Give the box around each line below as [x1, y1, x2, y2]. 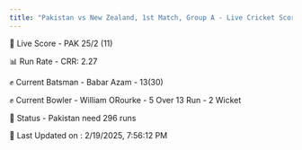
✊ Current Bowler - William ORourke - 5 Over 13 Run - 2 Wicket [9, 94, 242, 105]
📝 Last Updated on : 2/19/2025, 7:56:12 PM [9, 129, 168, 140]
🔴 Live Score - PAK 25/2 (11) [9, 38, 113, 49]
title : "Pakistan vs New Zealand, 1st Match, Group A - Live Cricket [9, 13, 276, 22]
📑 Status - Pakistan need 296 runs [9, 112, 137, 123]
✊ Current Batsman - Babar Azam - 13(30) [9, 76, 164, 87]
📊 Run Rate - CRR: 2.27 [9, 56, 98, 66]
